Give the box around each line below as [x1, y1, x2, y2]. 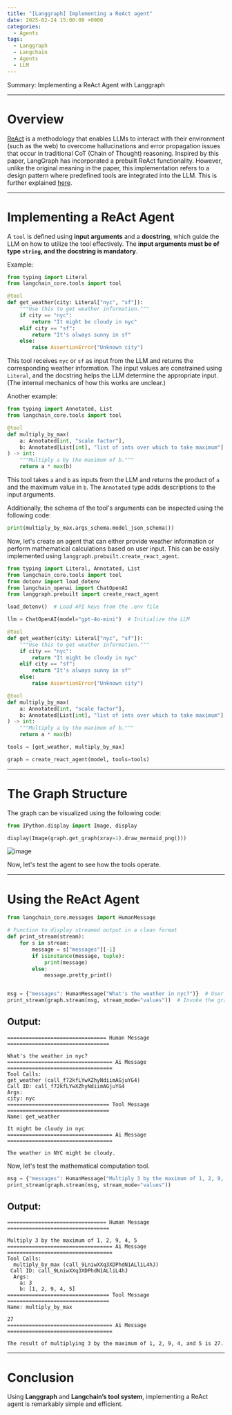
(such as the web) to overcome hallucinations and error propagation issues [7, 141, 221, 150]
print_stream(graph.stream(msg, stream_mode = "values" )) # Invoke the [7, 997, 215, 1004]
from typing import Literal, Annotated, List [7, 565, 140, 572]
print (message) [43, 959, 88, 966]
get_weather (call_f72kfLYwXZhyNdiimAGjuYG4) [7, 1076, 140, 1084]
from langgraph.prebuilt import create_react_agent [7, 591, 159, 598]
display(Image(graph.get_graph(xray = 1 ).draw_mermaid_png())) [7, 835, 187, 842]
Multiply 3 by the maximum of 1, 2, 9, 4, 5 [7, 1237, 137, 1244]
